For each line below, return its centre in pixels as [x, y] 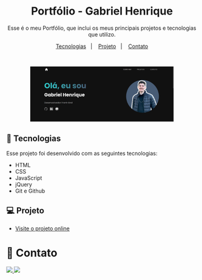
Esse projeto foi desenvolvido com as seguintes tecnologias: [82, 153]
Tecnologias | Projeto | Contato [102, 46]
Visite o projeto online [42, 228]
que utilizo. [102, 34]
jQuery [23, 184]
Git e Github [30, 191]
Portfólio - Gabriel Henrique [102, 11]
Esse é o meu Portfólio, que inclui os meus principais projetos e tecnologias [102, 28]
